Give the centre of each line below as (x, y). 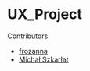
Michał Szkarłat (43, 59)
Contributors (28, 36)
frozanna (33, 51)
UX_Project (45, 14)
